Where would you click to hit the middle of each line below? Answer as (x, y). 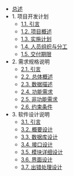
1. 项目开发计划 (30, 16)
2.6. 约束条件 (36, 107)
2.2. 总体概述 (37, 77)
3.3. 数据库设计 (39, 137)
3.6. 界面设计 (36, 159)
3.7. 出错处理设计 (41, 167)
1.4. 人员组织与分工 (44, 46)
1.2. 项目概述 (36, 31)
